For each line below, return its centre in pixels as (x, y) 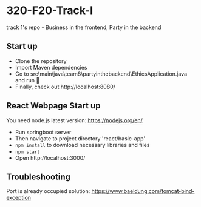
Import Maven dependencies (51, 67)
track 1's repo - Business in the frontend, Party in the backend (84, 27)
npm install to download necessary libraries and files (82, 145)
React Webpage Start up (54, 106)
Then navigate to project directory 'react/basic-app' (80, 138)
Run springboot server (43, 132)
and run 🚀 (27, 80)
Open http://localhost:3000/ (50, 157)
